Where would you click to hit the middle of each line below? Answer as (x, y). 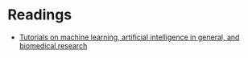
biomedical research (53, 45)
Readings (40, 15)
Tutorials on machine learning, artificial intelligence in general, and (129, 37)
